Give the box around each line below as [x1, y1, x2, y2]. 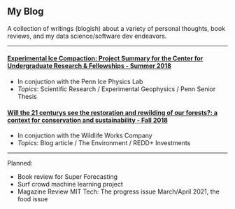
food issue [17, 195, 48, 203]
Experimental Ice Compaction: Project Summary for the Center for [7, 54, 204, 62]
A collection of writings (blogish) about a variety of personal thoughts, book [7, 24, 226, 32]
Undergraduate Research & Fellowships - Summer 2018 [7, 62, 171, 70]
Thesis [17, 93, 37, 101]
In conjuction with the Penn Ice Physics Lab [17, 77, 143, 86]
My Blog [7, 6, 44, 18]
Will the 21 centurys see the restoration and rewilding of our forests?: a [7, 108, 218, 116]
